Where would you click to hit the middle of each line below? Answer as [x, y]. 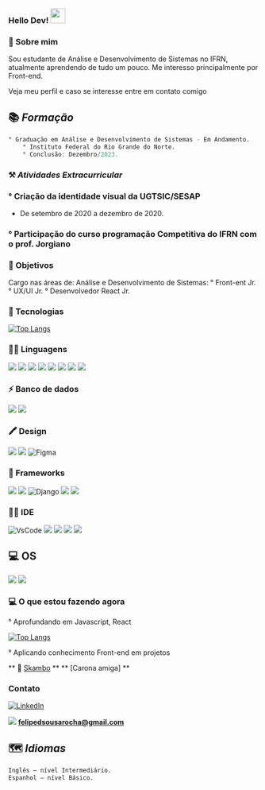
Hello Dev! [29, 20]
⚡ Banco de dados [44, 389]
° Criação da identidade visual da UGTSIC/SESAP [104, 196]
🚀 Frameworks [36, 473]
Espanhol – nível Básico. [51, 778]
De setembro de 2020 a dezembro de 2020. [92, 213]
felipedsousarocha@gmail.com [71, 722]
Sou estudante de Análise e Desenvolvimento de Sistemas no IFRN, [118, 59]
